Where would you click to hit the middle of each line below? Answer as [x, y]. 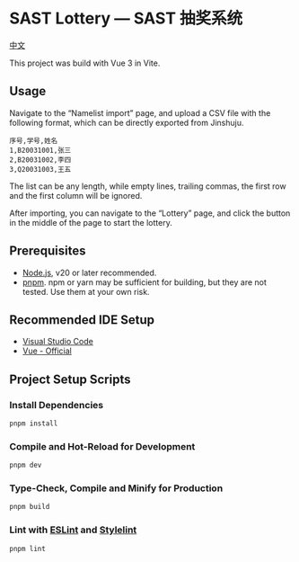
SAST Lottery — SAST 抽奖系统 [126, 18]
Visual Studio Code [58, 342]
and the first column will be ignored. [76, 195]
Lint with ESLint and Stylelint [73, 530]
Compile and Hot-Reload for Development [102, 446]
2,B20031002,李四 [40, 160]
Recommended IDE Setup [82, 320]
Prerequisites [48, 251]
